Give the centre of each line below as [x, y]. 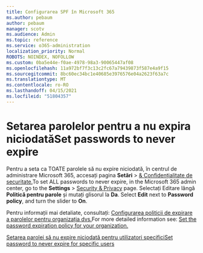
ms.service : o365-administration [48, 46]
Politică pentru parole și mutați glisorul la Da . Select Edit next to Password [100, 194]
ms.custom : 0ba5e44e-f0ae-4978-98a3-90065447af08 [70, 62]
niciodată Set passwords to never [91, 139]
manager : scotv [25, 29]
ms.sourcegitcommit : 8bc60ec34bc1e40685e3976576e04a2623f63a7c [88, 74]
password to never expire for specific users [60, 243]
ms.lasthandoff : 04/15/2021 [42, 91]
